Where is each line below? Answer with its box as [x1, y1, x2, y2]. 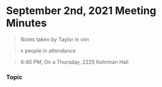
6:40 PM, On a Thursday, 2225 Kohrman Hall [20, 58, 129, 65]
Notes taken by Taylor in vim [20, 36, 89, 43]
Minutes [6, 16, 47, 30]
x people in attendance [20, 47, 76, 54]
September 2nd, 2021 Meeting [6, 4, 157, 18]
